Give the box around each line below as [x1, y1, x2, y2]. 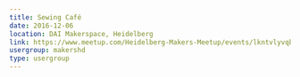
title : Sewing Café [9, 12, 82, 22]
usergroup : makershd [9, 46, 87, 55]
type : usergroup [9, 54, 70, 63]
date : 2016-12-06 [9, 21, 74, 30]
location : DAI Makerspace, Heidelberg [9, 29, 154, 38]
